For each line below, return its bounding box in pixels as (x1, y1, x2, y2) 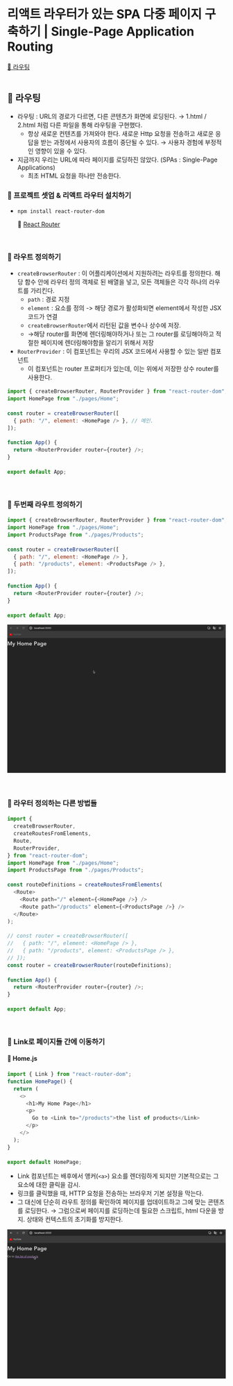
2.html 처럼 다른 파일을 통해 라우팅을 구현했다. (17, 121, 143, 129)
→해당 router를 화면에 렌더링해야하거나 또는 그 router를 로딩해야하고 (27, 330, 214, 339)
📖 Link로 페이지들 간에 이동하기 (7, 1036, 105, 1046)
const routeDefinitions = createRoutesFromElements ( (7, 882, 163, 889)
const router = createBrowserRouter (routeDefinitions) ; (7, 961, 172, 968)
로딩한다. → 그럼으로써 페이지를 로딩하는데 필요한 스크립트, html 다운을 (24, 1206, 217, 1215)
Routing (7, 39, 53, 55)
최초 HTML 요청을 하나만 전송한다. (27, 171, 121, 180)
